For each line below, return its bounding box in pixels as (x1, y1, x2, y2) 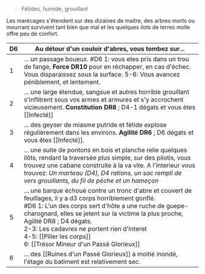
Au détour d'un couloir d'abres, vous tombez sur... (34, 45, 185, 53)
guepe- (166, 202, 189, 210)
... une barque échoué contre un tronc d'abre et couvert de (23, 187, 192, 194)
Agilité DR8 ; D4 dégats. (23, 217, 93, 225)
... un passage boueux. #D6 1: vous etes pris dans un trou (23, 55, 189, 63)
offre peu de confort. (6, 30, 59, 37)
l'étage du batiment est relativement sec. (23, 257, 141, 265)
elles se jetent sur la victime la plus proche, (60, 209, 184, 218)
